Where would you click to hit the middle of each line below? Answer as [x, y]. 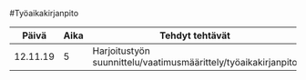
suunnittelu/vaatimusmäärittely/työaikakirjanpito [195, 62]
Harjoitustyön [121, 51]
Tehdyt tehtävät [194, 35]
